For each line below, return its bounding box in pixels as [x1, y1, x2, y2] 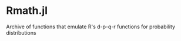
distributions [6, 29, 36, 36]
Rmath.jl [6, 4, 48, 17]
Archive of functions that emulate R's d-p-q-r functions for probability [6, 23, 175, 30]
